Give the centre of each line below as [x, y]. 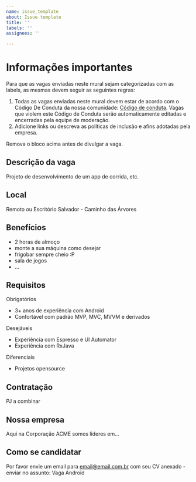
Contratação [30, 387]
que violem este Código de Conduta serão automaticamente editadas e [100, 114]
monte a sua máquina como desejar [58, 248]
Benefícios [26, 227]
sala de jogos [31, 260]
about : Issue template [34, 17]
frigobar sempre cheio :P [44, 254]
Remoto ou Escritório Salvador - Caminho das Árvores [71, 209]
